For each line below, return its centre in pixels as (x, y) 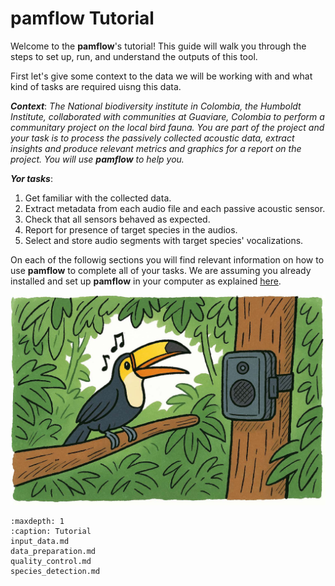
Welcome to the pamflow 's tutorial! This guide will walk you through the (158, 46)
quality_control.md (51, 561)
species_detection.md (55, 571)
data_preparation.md (53, 551)
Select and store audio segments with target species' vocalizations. (164, 240)
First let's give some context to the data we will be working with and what (161, 76)
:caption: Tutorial (51, 531)
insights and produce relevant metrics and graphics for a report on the (156, 148)
